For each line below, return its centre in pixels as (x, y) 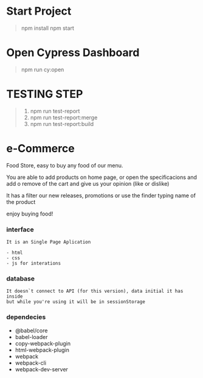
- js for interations (34, 264)
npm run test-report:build (62, 124)
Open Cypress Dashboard (73, 53)
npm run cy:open (43, 69)
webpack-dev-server (42, 369)
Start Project (39, 11)
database (21, 278)
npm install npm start (48, 28)
